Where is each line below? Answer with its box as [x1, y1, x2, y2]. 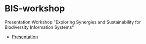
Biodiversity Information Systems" [4, 24, 74, 30]
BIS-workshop [4, 3, 65, 14]
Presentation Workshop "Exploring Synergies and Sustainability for [4, 19, 141, 25]
